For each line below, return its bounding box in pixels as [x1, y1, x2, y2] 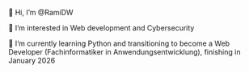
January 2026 [8, 56, 56, 65]
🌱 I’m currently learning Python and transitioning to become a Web [8, 39, 230, 48]
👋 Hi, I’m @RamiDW [8, 8, 74, 17]
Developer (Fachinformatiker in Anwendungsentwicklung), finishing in [8, 47, 241, 56]
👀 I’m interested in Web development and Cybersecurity [8, 23, 195, 32]
